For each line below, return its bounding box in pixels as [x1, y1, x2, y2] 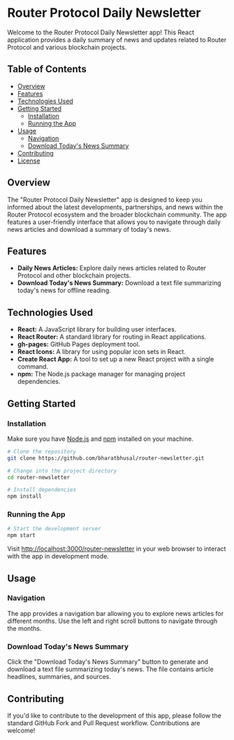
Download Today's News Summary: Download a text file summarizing [17, 279, 221, 287]
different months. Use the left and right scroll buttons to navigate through [7, 617, 218, 625]
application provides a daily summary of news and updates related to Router [7, 35, 227, 43]
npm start [7, 532, 36, 539]
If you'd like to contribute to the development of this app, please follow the [7, 711, 221, 720]
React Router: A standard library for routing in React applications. [17, 333, 207, 341]
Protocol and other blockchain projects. [17, 271, 131, 280]
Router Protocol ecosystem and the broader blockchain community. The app [7, 210, 227, 219]
